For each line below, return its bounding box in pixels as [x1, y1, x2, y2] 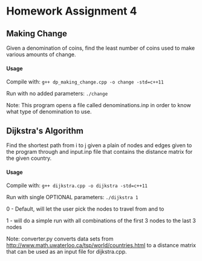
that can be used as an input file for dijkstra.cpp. [6, 248, 127, 256]
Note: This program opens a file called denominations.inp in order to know [6, 102, 192, 109]
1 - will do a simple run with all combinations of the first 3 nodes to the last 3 [6, 217, 197, 225]
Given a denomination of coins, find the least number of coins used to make [6, 44, 195, 51]
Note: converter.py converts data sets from [6, 235, 114, 243]
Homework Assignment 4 [6, 4, 137, 18]
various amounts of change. [6, 51, 77, 58]
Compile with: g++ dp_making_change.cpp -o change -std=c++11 [6, 78, 165, 85]
